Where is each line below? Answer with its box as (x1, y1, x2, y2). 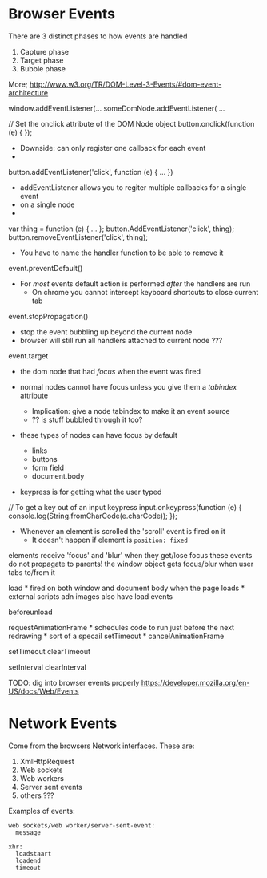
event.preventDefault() (8, 263, 83, 273)
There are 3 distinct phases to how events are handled (8, 31, 188, 41)
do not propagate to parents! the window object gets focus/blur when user (8, 559, 254, 568)
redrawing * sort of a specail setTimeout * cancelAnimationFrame (8, 631, 225, 641)
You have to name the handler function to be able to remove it (19, 248, 224, 257)
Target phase (19, 55, 64, 65)
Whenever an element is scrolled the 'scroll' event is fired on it (19, 526, 226, 536)
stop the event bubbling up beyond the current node (19, 326, 193, 337)
